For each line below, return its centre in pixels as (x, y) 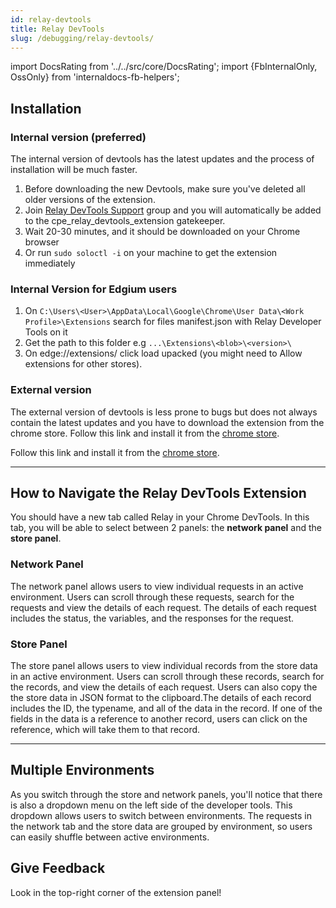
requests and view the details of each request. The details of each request (163, 607)
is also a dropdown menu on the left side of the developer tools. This (151, 805)
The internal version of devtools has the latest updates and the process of (162, 159)
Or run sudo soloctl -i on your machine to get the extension (151, 253)
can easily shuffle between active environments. (110, 837)
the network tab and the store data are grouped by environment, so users (161, 826)
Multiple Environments (82, 770)
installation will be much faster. (74, 170)
